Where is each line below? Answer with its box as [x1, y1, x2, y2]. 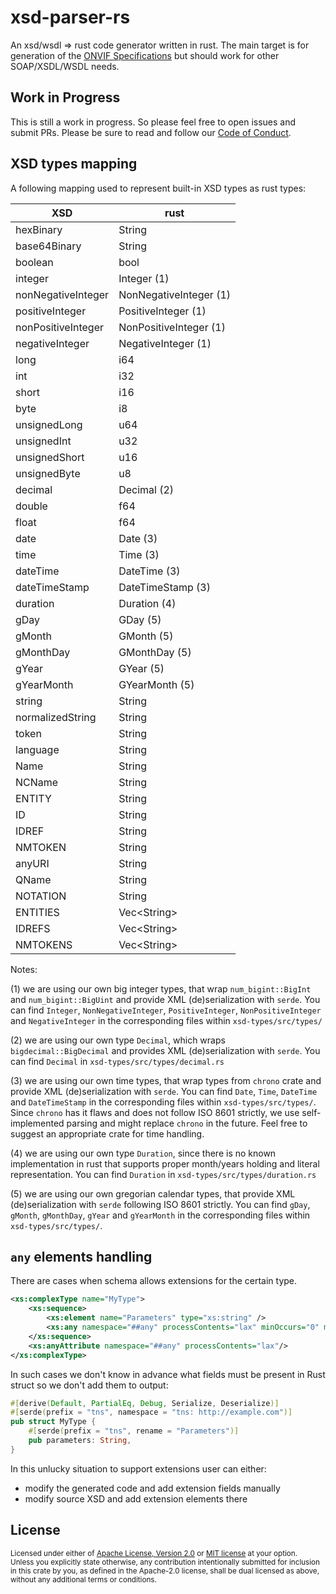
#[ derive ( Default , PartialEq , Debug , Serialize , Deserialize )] [10, 1398, 280, 1408]
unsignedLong [15, 417, 83, 431]
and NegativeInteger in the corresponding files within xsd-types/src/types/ [10, 1014, 323, 1026]
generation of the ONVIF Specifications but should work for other [10, 49, 280, 61]
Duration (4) [118, 596, 177, 610]
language [15, 742, 60, 756]
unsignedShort [15, 450, 85, 464]
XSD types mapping [10, 156, 138, 173]
